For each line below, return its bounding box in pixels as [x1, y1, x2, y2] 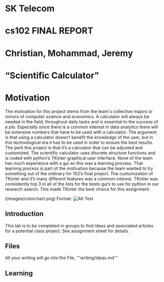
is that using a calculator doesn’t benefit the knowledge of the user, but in [5, 134, 153, 140]
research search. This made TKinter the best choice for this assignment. [5, 186, 150, 192]
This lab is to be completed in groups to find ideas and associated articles [5, 222, 154, 228]
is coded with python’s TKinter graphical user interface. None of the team [5, 155, 153, 161]
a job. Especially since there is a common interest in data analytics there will [5, 124, 158, 130]
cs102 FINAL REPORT [5, 25, 94, 37]
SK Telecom [5, 3, 55, 14]
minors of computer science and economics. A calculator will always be [5, 113, 150, 120]
